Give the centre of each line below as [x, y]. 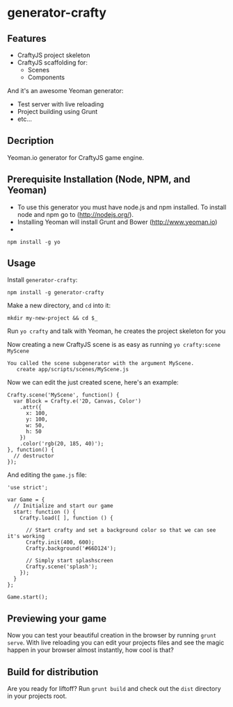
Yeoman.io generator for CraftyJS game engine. [76, 157]
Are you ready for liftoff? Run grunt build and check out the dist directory [114, 689]
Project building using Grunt [57, 112]
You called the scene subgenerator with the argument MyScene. [101, 364]
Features [27, 39]
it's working [26, 537]
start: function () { [45, 512]
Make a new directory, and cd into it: [59, 306]
